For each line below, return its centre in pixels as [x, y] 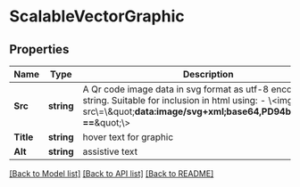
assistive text [110, 151]
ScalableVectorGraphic [97, 16]
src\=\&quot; [109, 111]
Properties [39, 49]
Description [208, 74]
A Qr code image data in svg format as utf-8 [176, 89]
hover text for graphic [128, 137]
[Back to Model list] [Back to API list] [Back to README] [112, 174]
